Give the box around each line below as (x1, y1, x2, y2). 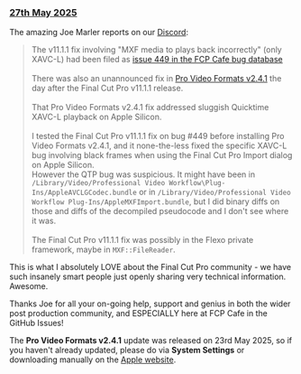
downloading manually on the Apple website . (9, 354, 177, 365)
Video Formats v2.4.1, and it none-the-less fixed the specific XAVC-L (31, 140, 287, 151)
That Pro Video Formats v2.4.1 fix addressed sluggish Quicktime (31, 102, 269, 113)
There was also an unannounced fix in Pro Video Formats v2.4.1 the (31, 73, 282, 84)
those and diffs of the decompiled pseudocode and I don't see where (31, 206, 289, 217)
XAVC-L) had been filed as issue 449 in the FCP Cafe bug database (31, 54, 284, 65)
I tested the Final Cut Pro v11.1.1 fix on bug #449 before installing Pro (31, 131, 285, 142)
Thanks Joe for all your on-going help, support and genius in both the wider (9, 298, 291, 309)
